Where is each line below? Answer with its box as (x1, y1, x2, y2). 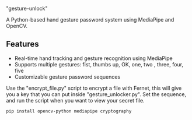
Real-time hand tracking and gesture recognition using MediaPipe (14, 55, 173, 62)
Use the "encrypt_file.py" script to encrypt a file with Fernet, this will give (6, 84, 182, 91)
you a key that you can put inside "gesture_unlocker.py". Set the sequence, (6, 90, 187, 98)
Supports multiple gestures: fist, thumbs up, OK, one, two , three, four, (14, 61, 184, 68)
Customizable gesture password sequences (14, 73, 121, 80)
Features (6, 39, 39, 49)
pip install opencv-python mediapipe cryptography (6, 108, 132, 114)
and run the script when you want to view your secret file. (6, 97, 145, 104)
